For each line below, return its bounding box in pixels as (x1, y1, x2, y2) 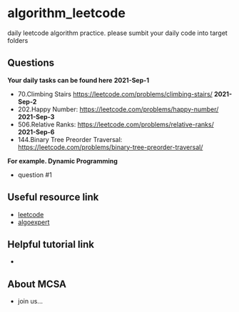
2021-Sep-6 (17, 127, 55, 136)
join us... (17, 297, 43, 306)
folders (7, 36, 29, 44)
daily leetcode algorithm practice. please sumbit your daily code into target (7, 29, 228, 37)
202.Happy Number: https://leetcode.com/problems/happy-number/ (17, 105, 219, 114)
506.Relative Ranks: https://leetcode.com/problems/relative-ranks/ (17, 120, 214, 129)
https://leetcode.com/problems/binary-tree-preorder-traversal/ (17, 143, 203, 151)
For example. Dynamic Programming (7, 156, 118, 165)
